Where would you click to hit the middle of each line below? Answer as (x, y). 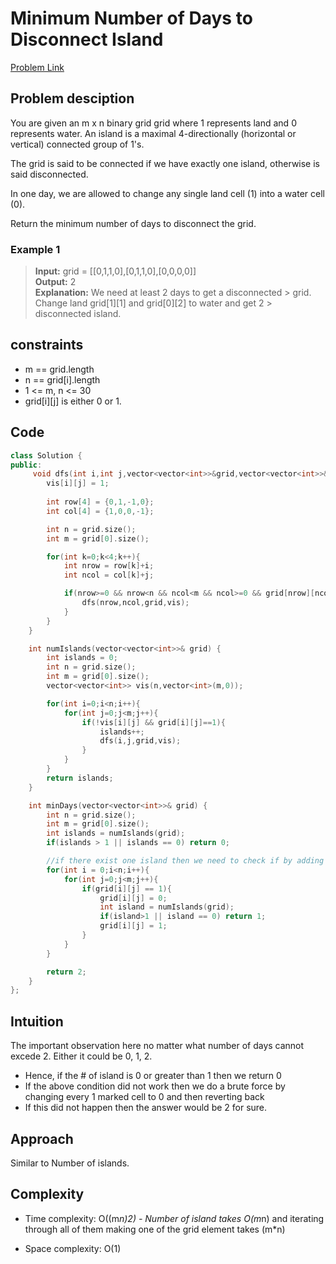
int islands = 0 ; (82, 658)
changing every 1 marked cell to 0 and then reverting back (144, 1097)
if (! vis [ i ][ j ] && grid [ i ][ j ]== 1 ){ (153, 722)
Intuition (37, 1021)
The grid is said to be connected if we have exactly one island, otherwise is (165, 163)
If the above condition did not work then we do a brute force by (155, 1086)
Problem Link (37, 67)
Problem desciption (72, 98)
